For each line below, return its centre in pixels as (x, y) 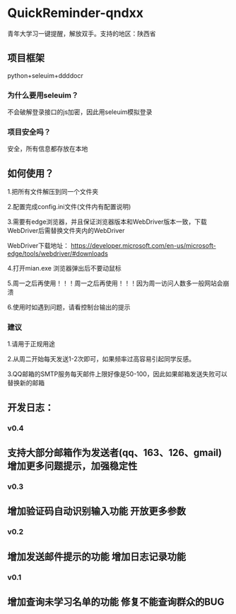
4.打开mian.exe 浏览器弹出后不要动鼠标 (64, 268)
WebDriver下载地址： (38, 246)
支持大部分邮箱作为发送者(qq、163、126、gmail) (115, 453)
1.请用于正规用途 (31, 344)
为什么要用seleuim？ (43, 95)
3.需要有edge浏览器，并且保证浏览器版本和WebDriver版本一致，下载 (107, 222)
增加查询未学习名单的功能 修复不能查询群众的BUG (116, 602)
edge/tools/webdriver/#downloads (58, 254)
